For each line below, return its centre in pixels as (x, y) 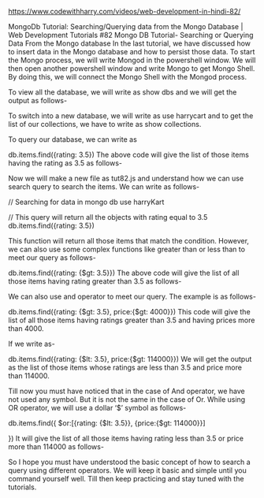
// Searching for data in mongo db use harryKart (86, 202)
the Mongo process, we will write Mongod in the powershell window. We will (132, 60)
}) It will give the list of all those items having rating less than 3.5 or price (126, 438)
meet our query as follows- (52, 258)
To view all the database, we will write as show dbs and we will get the (123, 92)
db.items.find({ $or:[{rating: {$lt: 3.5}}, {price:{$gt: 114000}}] (107, 423)
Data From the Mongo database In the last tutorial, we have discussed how (129, 43)
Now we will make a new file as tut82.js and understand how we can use (126, 178)
